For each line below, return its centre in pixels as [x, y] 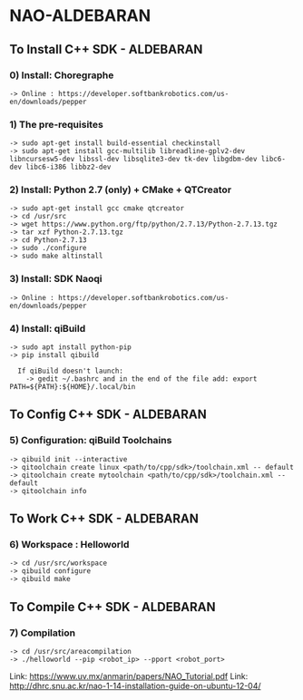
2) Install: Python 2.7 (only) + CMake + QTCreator [121, 190]
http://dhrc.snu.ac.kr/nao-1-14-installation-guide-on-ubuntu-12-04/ [135, 686]
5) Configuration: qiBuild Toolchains [91, 441]
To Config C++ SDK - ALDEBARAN [108, 415]
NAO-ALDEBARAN [80, 16]
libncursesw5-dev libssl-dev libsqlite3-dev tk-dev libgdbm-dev [133, 160]
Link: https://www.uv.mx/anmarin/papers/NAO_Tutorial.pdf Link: [129, 676]
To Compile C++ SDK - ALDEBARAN [112, 607]
